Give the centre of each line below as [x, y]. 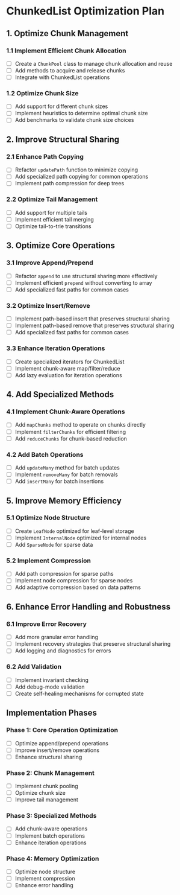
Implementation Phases [52, 713]
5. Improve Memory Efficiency [64, 501]
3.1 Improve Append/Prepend [50, 263]
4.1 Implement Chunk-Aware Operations [66, 412]
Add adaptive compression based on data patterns [78, 587]
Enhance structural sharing [48, 757]
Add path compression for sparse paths [64, 574]
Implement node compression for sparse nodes [74, 581]
